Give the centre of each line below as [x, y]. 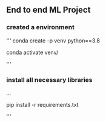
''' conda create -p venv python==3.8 [53, 40]
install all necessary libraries [49, 80]
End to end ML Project [48, 10]
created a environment [40, 27]
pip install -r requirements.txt [42, 104]
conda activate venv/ [32, 52]
